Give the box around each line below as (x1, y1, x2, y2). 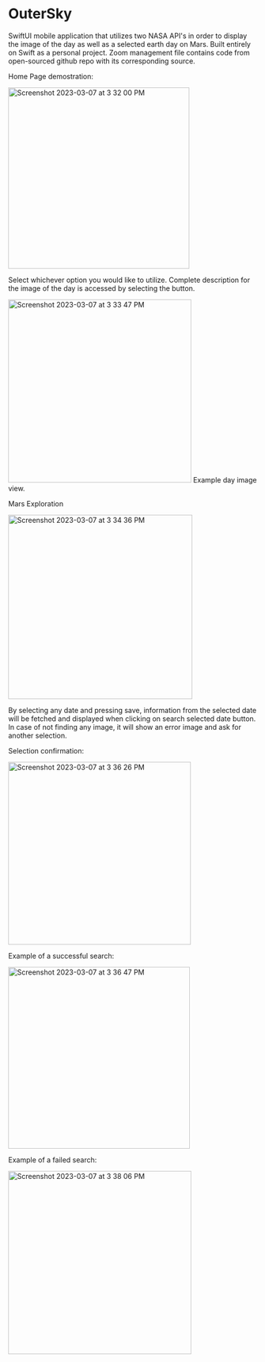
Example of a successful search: (8, 951, 115, 960)
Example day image (192, 475, 257, 484)
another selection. (8, 731, 67, 740)
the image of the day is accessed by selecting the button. (8, 283, 195, 293)
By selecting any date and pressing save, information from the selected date (8, 705, 257, 715)
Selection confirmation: (8, 746, 85, 755)
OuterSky (8, 5, 73, 23)
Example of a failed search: (8, 1154, 97, 1165)
